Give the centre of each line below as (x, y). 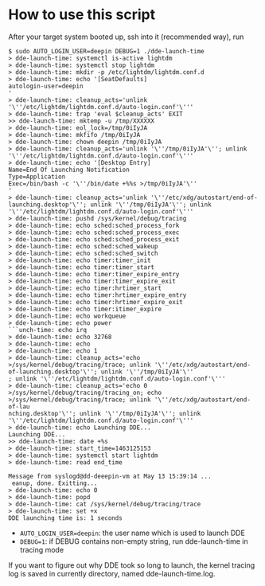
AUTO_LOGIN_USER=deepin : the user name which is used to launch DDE (132, 533)
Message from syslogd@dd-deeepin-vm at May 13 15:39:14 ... (110, 476)
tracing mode (42, 549)
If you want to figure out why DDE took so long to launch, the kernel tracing (132, 565)
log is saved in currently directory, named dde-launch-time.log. (112, 573)
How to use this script (82, 15)
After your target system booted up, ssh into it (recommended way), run (126, 37)
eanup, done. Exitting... (55, 483)
